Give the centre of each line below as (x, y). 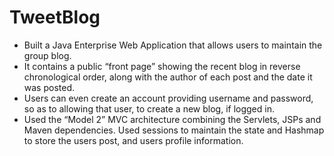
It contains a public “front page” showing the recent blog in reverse (162, 66)
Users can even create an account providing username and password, (168, 98)
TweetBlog (55, 17)
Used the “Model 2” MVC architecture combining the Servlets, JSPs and (172, 119)
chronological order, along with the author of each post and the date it (168, 77)
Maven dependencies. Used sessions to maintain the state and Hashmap (174, 130)
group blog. (47, 55)
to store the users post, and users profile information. (133, 140)
